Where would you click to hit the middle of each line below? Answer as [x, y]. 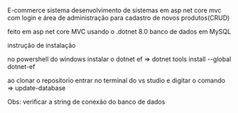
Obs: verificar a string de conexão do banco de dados [86, 102]
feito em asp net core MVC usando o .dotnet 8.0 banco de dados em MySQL [119, 32]
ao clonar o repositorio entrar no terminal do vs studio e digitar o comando [117, 80]
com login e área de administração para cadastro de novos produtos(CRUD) [119, 18]
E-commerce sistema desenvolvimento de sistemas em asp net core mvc [114, 10]
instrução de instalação [42, 45]
